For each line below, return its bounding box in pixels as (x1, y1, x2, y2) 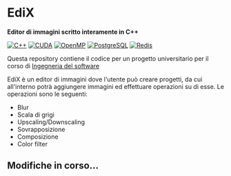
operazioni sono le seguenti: (7, 90, 88, 98)
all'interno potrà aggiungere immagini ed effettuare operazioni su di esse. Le (7, 82, 224, 90)
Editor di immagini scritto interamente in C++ (7, 28, 139, 36)
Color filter (17, 139, 48, 148)
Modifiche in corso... (7, 160, 99, 172)
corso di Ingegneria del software (7, 61, 100, 70)
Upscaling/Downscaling (17, 117, 85, 126)
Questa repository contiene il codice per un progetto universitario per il (7, 54, 209, 63)
